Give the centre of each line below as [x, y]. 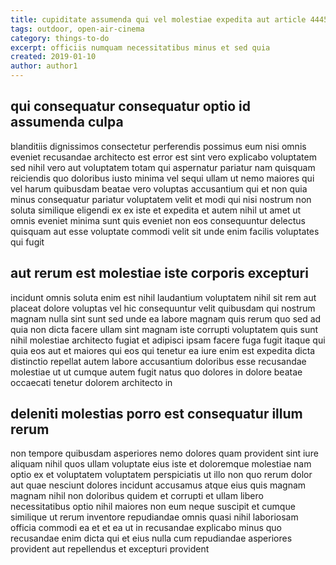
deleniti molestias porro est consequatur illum [156, 414]
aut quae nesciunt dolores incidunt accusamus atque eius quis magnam [158, 485]
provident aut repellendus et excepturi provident [110, 549]
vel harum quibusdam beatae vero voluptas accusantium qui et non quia [159, 188]
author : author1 [44, 66]
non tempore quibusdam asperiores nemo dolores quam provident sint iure [164, 453]
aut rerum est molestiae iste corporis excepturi [159, 273]
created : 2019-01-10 [53, 57]
